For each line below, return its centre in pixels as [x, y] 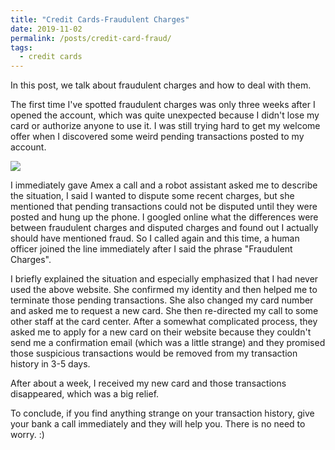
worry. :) [27, 435]
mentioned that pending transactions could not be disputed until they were [164, 207]
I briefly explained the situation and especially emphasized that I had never [164, 279]
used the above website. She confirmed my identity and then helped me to [164, 290]
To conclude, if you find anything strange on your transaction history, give [162, 413]
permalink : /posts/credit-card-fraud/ [91, 38]
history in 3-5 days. [50, 364]
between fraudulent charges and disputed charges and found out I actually [164, 228]
